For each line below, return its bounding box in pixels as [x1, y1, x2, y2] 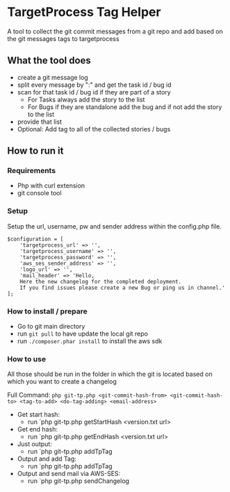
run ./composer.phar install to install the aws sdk [17, 337, 163, 345]
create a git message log [17, 73, 88, 81]
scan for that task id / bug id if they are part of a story [17, 88, 172, 96]
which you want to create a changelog [7, 377, 117, 386]
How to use [7, 354, 47, 363]
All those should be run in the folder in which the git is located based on [7, 370, 213, 379]
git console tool [17, 189, 62, 197]
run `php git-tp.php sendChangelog [27, 477, 130, 485]
